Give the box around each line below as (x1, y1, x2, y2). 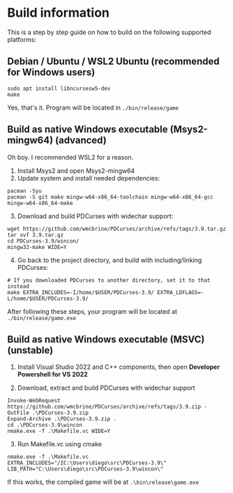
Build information (7, 5, 110, 21)
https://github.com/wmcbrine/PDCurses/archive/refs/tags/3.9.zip (7, 403, 201, 411)
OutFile (7, 409, 30, 416)
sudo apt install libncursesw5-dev (7, 85, 111, 92)
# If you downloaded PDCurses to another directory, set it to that (7, 277, 211, 284)
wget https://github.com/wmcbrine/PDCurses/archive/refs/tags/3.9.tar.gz (7, 225, 227, 232)
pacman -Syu (7, 187, 42, 195)
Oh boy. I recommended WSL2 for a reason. (7, 153, 134, 161)
